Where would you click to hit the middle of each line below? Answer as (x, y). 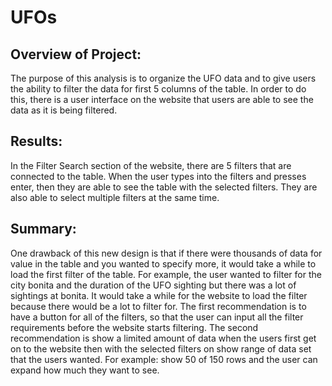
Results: (36, 141)
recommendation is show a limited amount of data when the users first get (163, 338)
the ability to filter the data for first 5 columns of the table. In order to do (158, 89)
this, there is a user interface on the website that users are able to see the (162, 99)
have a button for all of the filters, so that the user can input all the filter (157, 317)
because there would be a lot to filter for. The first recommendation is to (158, 306)
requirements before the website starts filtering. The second (134, 327)
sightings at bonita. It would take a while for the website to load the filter (159, 295)
